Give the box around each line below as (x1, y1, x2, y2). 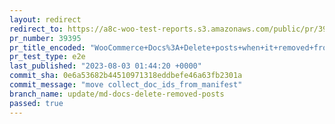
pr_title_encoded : (9, 42, 86, 53)
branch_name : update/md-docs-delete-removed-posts (9, 89, 225, 99)
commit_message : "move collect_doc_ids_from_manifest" (9, 80, 243, 90)
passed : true (9, 98, 64, 108)
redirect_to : (9, 24, 64, 34)
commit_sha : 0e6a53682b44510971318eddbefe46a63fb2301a (9, 71, 243, 81)
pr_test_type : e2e (9, 52, 86, 62)
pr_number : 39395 (9, 33, 82, 43)
